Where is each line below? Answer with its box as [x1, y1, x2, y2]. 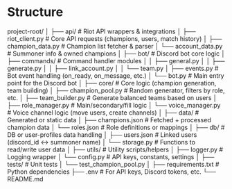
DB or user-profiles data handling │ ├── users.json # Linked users [7, 130, 197, 139]
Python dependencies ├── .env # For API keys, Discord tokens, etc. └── [7, 167, 216, 176]
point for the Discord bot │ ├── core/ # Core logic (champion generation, [7, 79, 217, 87]
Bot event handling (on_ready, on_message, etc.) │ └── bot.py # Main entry [7, 71, 224, 80]
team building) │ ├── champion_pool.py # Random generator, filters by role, [7, 86, 225, 94]
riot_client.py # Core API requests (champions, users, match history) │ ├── [7, 34, 222, 42]
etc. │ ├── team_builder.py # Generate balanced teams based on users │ [7, 93, 217, 101]
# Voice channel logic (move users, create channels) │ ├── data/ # [7, 108, 199, 117]
